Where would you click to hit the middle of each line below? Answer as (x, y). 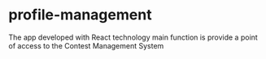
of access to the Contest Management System (86, 45)
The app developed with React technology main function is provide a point (133, 37)
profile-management (80, 15)
